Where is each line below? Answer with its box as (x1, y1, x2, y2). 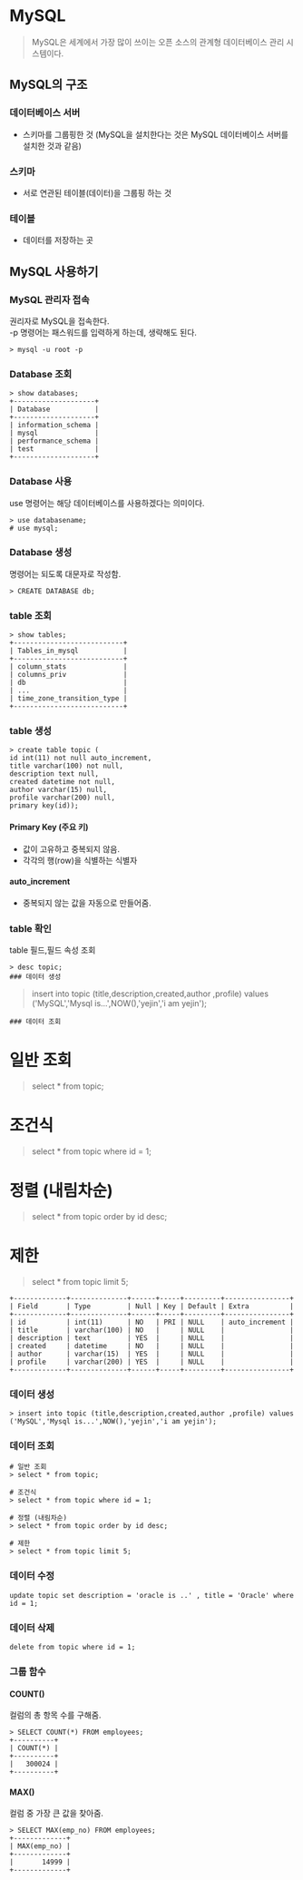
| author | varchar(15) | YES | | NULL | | (9, 1349, 295, 1358)
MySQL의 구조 (9, 77, 88, 93)
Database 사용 (9, 475, 73, 488)
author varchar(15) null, (9, 786, 107, 795)
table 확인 (9, 922, 53, 935)
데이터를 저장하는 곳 (22, 235, 93, 246)
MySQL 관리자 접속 (9, 293, 90, 306)
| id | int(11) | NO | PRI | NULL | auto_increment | (9, 1317, 295, 1327)
